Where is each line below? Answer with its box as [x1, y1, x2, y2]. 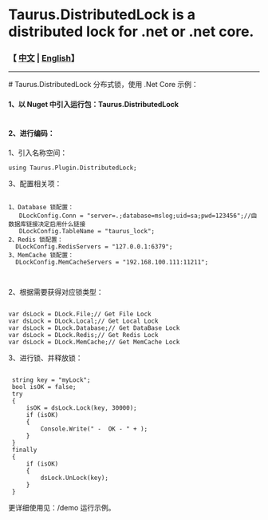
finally [11, 446, 37, 454]
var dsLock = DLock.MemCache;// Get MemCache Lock [8, 338, 180, 346]
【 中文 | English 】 [8, 53, 80, 64]
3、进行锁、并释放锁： [8, 353, 83, 363]
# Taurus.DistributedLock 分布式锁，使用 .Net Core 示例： [8, 80, 199, 89]
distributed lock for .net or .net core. [8, 22, 254, 41]
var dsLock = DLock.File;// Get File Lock [8, 310, 152, 318]
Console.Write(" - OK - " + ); [40, 425, 148, 433]
